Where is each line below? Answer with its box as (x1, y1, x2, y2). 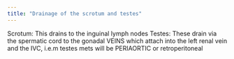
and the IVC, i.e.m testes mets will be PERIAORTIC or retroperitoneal (7, 44, 203, 52)
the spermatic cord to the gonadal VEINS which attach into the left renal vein (7, 36, 228, 45)
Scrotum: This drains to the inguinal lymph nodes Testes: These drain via (7, 29, 217, 37)
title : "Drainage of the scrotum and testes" (7, 10, 142, 17)
